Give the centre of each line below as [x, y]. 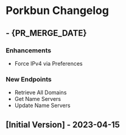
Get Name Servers [38, 99]
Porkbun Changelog [57, 11]
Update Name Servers [42, 106]
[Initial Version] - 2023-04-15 [63, 124]
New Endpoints [29, 79]
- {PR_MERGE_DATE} [46, 33]
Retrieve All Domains [40, 92]
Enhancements [29, 50]
